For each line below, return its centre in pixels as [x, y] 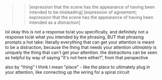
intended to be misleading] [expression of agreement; [83, 12]
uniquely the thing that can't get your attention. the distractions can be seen [81, 52]
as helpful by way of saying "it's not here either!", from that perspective [77, 57]
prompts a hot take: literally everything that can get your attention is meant [80, 42]
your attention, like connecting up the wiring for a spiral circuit [67, 72]
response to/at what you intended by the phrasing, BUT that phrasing [74, 37]
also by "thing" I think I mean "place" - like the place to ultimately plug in [78, 67]
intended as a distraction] [55, 22]
